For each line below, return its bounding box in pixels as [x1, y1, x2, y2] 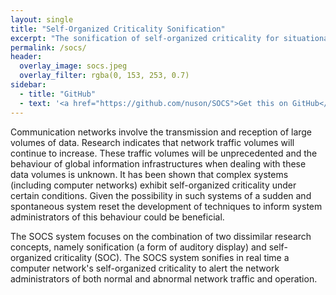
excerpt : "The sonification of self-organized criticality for [10, 33, 280, 43]
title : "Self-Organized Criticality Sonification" [10, 24, 226, 34]
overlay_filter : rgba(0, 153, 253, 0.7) [19, 71, 190, 81]
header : [10, 52, 43, 62]
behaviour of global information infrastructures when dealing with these [10, 157, 307, 170]
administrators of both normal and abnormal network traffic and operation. [10, 272, 318, 285]
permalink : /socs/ [10, 42, 87, 53]
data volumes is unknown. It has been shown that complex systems [10, 168, 289, 180]
